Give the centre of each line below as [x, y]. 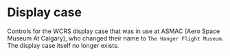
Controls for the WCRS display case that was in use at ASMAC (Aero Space [114, 31]
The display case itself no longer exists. [63, 45]
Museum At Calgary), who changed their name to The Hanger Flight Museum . [115, 38]
